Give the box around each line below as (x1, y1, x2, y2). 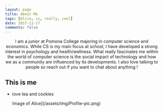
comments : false (5, 25, 38, 30)
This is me (5, 78, 37, 86)
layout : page (5, 7, 32, 12)
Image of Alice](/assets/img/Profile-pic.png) (12, 100, 101, 106)
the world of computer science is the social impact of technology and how (7, 54, 157, 60)
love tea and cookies (12, 91, 54, 97)
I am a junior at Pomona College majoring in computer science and (15, 38, 148, 44)
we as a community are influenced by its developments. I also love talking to (5, 59, 158, 65)
